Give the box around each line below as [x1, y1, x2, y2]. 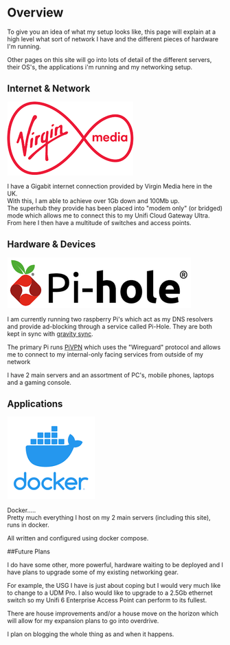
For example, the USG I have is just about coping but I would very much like [7, 582, 221, 590]
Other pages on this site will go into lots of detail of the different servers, [7, 55, 212, 63]
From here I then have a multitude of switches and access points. [7, 218, 192, 226]
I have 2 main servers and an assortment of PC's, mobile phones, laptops [7, 370, 214, 379]
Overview [7, 5, 64, 21]
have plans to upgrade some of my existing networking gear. [7, 568, 179, 576]
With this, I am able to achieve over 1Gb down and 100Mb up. [7, 196, 180, 204]
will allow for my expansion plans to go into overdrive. [7, 617, 159, 625]
